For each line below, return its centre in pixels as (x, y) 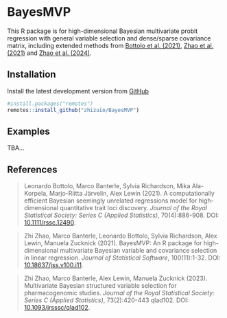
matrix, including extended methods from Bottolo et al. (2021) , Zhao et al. (110, 45)
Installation (32, 75)
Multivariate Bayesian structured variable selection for (100, 286)
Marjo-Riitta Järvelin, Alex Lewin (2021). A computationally (132, 194)
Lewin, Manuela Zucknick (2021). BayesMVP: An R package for (113, 243)
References (32, 169)
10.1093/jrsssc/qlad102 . (57, 308)
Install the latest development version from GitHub (78, 91)
